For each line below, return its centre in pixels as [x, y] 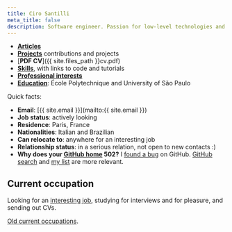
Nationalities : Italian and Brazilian [66, 132]
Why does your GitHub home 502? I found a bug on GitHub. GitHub [115, 154]
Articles [29, 47]
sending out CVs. [32, 208]
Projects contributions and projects [68, 53]
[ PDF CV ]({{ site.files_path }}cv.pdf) [69, 61]
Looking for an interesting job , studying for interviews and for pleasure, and [115, 200]
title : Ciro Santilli [39, 14]
